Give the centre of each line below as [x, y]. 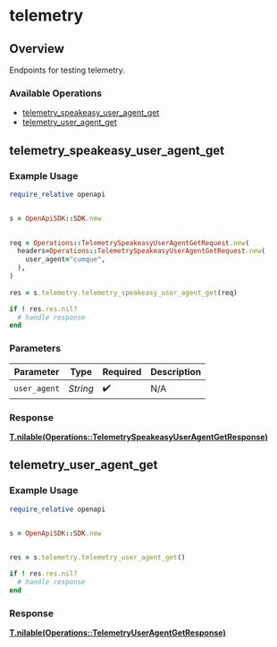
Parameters [35, 348]
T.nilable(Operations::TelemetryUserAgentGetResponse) [118, 633]
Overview [37, 49]
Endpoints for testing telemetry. [67, 70]
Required [122, 371]
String [81, 388]
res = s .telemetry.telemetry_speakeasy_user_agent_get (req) [124, 293]
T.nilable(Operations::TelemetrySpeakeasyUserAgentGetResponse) [138, 437]
